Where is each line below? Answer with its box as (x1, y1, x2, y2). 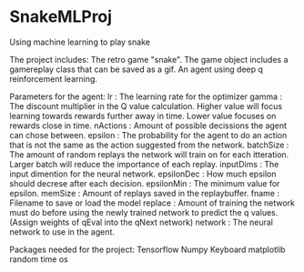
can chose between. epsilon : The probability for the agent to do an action (9, 129, 288, 140)
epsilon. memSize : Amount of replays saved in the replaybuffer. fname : (9, 187, 280, 198)
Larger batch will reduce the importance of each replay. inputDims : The (9, 158, 279, 169)
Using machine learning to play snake (9, 36, 150, 47)
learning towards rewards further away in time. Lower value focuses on (9, 110, 277, 121)
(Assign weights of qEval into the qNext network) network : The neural (9, 217, 273, 227)
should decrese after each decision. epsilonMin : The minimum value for (9, 177, 280, 188)
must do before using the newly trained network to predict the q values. (9, 207, 279, 217)
